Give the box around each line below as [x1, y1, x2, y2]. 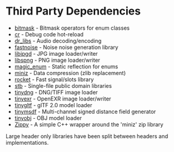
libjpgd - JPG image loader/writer [14, 50, 98, 57]
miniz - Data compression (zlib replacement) [14, 69, 126, 76]
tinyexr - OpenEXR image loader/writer [14, 95, 112, 102]
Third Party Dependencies [5, 4, 141, 18]
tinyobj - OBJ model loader [14, 114, 82, 122]
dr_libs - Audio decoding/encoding [14, 37, 102, 44]
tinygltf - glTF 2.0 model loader [14, 101, 93, 108]
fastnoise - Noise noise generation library [14, 44, 119, 51]
